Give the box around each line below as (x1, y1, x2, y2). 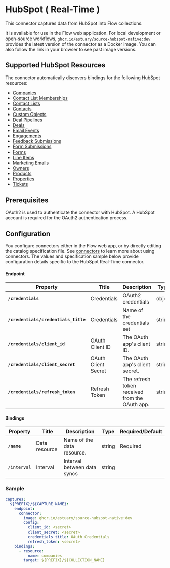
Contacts (12, 105, 32, 112)
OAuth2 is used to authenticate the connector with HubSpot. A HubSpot (5, 209, 155, 215)
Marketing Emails (12, 160, 49, 166)
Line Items (12, 154, 34, 160)
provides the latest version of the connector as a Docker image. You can (5, 41, 156, 47)
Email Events (12, 127, 39, 133)
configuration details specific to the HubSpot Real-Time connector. (5, 259, 145, 265)
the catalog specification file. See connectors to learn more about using (5, 248, 155, 254)
